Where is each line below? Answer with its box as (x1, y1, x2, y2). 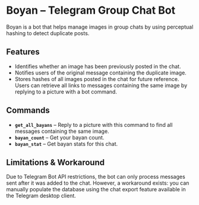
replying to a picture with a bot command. (14, 88, 118, 95)
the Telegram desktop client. (6, 192, 76, 200)
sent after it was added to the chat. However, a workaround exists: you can (6, 179, 189, 187)
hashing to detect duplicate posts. (6, 29, 90, 36)
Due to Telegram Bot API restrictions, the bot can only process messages (6, 173, 185, 181)
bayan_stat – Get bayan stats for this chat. (14, 140, 118, 147)
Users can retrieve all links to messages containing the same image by (14, 82, 188, 89)
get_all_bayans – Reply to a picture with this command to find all (14, 121, 173, 128)
